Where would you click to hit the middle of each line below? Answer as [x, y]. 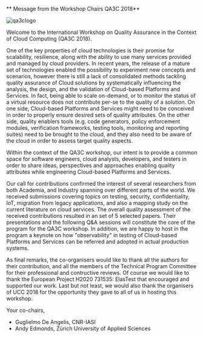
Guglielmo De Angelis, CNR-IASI [55, 322]
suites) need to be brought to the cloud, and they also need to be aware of [99, 134]
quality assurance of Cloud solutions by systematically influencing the [94, 83]
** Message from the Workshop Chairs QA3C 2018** [73, 9]
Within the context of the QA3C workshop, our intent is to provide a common [102, 152]
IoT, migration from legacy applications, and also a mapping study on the [97, 203]
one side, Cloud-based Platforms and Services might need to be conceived [100, 108]
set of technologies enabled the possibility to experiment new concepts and [101, 70]
